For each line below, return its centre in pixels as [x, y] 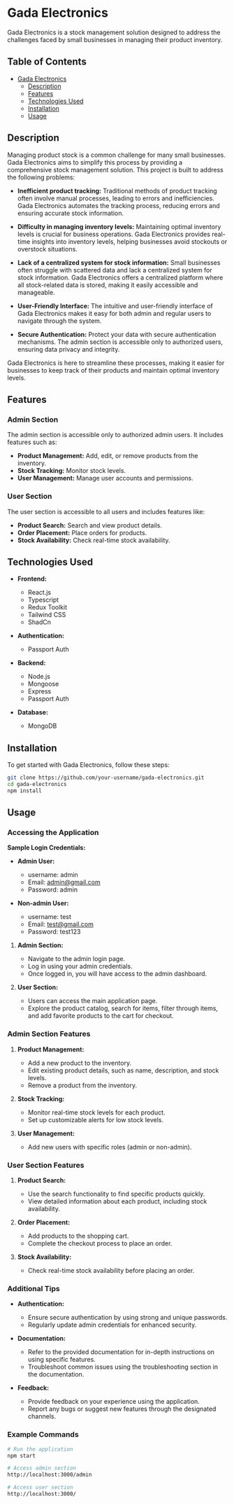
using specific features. [61, 1360]
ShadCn [39, 622]
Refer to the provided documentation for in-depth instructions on [121, 1352]
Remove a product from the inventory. [82, 1085]
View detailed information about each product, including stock [117, 1201]
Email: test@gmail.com [61, 924]
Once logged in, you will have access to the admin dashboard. [117, 974]
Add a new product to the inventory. [79, 1063]
